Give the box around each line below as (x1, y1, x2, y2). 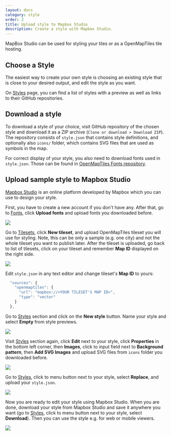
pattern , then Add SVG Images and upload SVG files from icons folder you (5, 349, 163, 355)
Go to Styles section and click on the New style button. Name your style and (5, 313, 166, 319)
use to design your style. (5, 194, 58, 200)
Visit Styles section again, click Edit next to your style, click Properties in (5, 338, 159, 344)
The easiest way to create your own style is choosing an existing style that (5, 74, 162, 80)
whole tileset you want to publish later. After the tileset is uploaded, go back (5, 240, 165, 246)
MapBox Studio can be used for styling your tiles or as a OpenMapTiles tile (5, 40, 162, 47)
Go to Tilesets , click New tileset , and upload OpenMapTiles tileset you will (5, 229, 161, 235)
